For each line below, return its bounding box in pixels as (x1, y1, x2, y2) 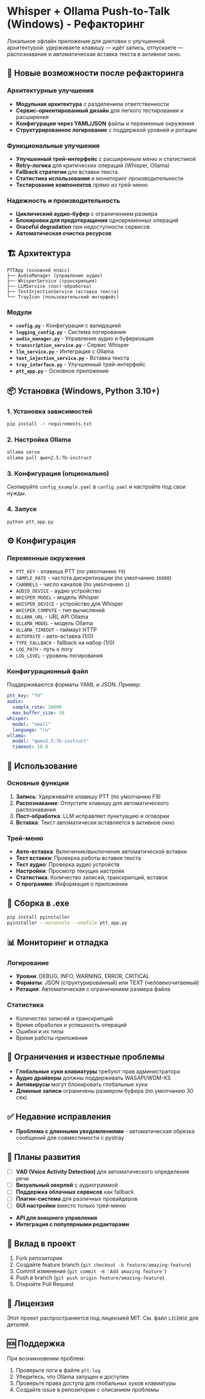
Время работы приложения (15, 1034, 88, 1041)
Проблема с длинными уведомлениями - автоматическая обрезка (15, 1128, 195, 1135)
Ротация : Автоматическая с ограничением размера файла (15, 986, 170, 993)
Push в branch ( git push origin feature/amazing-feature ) (15, 1274, 165, 1281)
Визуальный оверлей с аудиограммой (15, 1181, 118, 1189)
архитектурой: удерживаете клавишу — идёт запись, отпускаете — (7, 44, 184, 51)
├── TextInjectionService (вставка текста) (7, 288, 120, 295)
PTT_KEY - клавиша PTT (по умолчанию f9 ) (15, 568, 126, 575)
